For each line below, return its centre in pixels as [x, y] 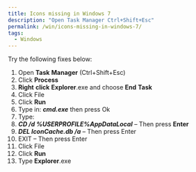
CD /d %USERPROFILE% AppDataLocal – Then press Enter [104, 124]
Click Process [38, 80]
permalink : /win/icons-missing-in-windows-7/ [75, 26]
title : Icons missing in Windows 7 [59, 14]
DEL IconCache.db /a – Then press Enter [77, 132]
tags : [16, 33]
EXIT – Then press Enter [52, 139]
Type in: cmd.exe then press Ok [64, 110]
